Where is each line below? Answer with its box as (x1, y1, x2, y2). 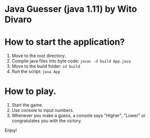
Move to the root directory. (11, 53, 66, 59)
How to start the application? (4, 36, 125, 48)
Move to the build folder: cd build (11, 63, 80, 69)
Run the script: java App (11, 69, 60, 74)
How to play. (4, 86, 57, 97)
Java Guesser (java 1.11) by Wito (4, 3, 137, 15)
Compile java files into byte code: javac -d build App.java (11, 58, 131, 64)
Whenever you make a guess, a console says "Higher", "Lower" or (11, 112, 146, 119)
